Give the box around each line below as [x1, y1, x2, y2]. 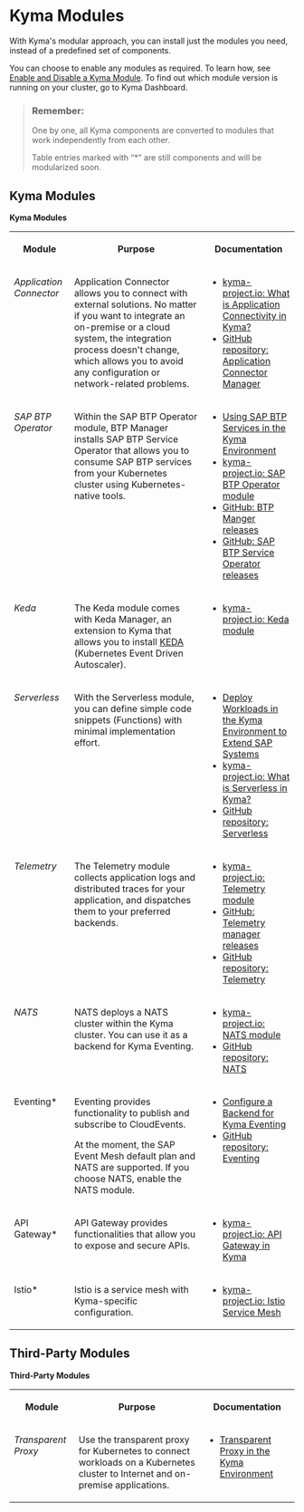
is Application [222, 298, 280, 311]
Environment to [222, 726, 288, 738]
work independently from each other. [31, 135, 170, 146]
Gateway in [222, 1239, 271, 1252]
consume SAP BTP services [73, 456, 193, 468]
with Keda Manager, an [73, 613, 172, 626]
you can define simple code [73, 703, 192, 716]
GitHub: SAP [222, 535, 276, 548]
